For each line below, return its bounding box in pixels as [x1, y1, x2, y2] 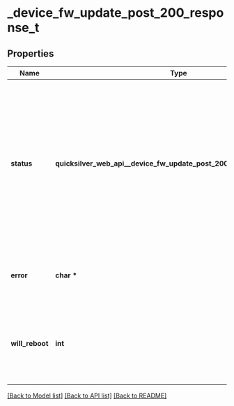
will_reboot [10, 339, 49, 348]
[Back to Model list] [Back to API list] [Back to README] [7, 391, 167, 400]
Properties [7, 48, 54, 59]
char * [55, 270, 78, 280]
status [10, 159, 33, 168]
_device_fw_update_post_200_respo [7, 5, 224, 21]
